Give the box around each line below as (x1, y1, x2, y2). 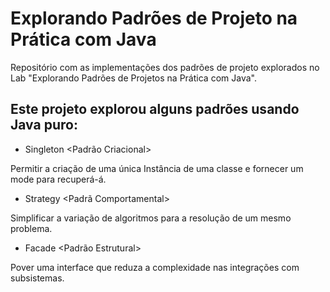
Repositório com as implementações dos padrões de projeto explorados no (10, 61, 320, 73)
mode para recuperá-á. (10, 173, 107, 185)
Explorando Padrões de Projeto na (10, 7, 298, 30)
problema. (10, 222, 53, 234)
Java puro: (10, 117, 78, 134)
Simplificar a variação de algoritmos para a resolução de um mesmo (10, 212, 292, 224)
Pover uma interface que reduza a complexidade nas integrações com (10, 261, 300, 273)
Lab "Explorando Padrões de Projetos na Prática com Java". (10, 72, 257, 84)
